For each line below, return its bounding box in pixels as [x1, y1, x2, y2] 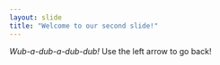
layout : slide [9, 12, 63, 22]
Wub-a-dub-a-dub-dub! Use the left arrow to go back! [9, 45, 212, 56]
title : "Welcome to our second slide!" [9, 21, 159, 30]
